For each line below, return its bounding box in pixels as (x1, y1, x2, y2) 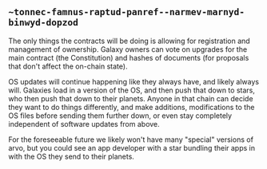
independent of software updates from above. (8, 119, 160, 128)
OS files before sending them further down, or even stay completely (8, 111, 233, 120)
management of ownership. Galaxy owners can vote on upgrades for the (8, 44, 248, 54)
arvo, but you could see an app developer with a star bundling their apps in (8, 143, 256, 152)
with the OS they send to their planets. (8, 151, 134, 161)
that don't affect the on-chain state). (8, 61, 128, 71)
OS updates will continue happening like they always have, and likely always (8, 77, 260, 86)
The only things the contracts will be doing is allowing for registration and (8, 36, 250, 45)
